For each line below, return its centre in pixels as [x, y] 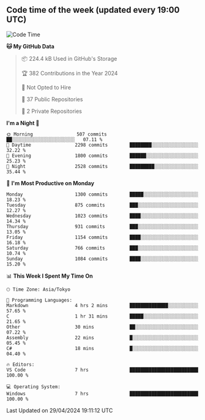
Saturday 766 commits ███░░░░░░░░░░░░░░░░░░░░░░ [102, 248]
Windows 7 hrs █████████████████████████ [102, 394]
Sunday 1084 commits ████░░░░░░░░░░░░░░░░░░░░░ [102, 259]
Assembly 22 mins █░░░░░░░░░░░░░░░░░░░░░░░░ [102, 338]
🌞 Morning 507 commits [57, 134]
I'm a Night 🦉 [23, 123]
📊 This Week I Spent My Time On [50, 276]
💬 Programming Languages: [39, 300]
